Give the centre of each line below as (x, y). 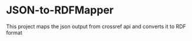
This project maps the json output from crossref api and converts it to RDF (96, 26)
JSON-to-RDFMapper (60, 10)
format (14, 32)
